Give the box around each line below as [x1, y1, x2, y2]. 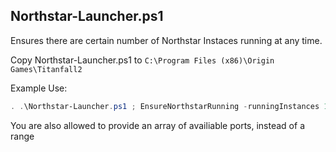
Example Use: [10, 82, 68, 94]
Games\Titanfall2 [10, 64, 83, 74]
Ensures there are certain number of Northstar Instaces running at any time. [10, 34, 323, 46]
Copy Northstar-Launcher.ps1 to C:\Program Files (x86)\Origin [10, 54, 275, 66]
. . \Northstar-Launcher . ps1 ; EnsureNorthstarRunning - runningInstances [10, 101, 320, 111]
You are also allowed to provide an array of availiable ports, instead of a [10, 119, 305, 131]
